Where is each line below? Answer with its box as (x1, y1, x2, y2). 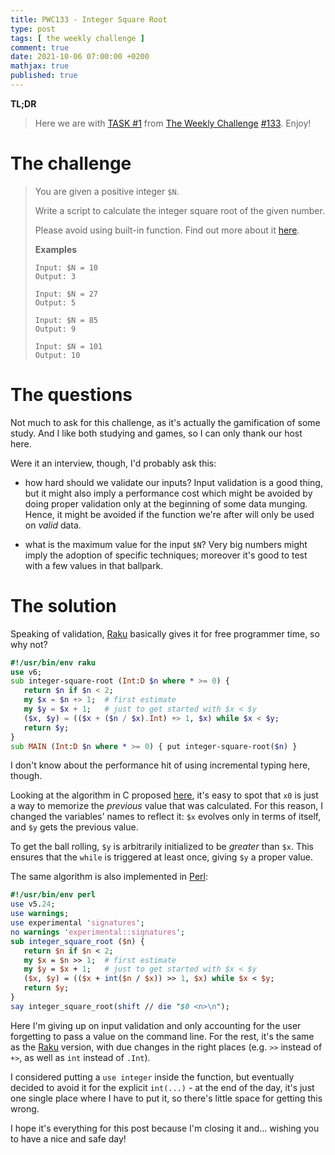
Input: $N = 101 (34, 341, 103, 351)
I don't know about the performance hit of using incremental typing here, (10, 759, 311, 771)
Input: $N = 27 (34, 289, 99, 299)
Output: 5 (34, 297, 77, 308)
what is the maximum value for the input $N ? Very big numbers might (24, 538, 308, 550)
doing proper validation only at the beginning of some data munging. (24, 497, 308, 510)
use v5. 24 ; (10, 899, 56, 910)
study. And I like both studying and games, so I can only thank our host (10, 427, 303, 439)
